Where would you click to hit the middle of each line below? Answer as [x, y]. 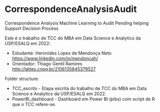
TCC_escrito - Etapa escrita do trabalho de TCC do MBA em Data [79, 88]
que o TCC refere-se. [34, 104]
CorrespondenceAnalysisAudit [71, 9]
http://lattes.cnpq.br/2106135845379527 [54, 69]
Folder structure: [22, 78]
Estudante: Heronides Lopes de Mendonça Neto [62, 53]
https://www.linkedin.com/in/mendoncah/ [55, 58]
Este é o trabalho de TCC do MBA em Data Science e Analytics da [73, 38]
